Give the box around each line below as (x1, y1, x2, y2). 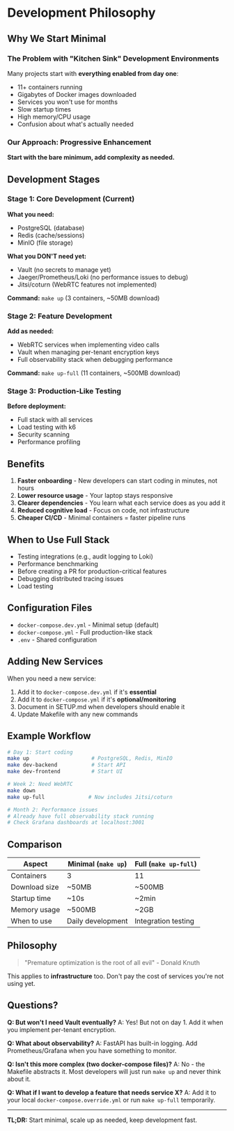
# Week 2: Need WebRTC (7, 781, 73, 788)
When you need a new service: (7, 674, 96, 683)
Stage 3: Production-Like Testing (7, 386, 122, 396)
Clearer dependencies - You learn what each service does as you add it (17, 499, 226, 507)
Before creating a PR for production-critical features (17, 567, 167, 576)
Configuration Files (7, 602, 93, 614)
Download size (10, 882, 59, 892)
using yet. (7, 979, 36, 987)
